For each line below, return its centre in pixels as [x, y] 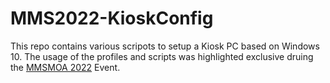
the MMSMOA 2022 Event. [65, 67]
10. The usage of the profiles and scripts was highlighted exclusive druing [162, 56]
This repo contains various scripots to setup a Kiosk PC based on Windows [165, 46]
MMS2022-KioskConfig [112, 18]
